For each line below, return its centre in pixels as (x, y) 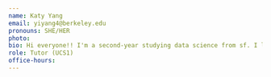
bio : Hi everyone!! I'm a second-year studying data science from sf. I (133, 46)
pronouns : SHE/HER (39, 30)
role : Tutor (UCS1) (41, 53)
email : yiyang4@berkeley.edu (57, 23)
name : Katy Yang (35, 16)
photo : (19, 38)
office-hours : (32, 61)
